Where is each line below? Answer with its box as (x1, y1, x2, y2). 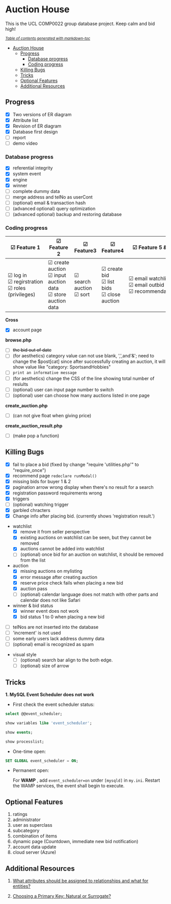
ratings (12, 811, 28, 817)
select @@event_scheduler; (5, 712, 63, 717)
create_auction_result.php (5, 422, 63, 428)
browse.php (5, 337, 32, 343)
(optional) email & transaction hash (12, 200, 86, 206)
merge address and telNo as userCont (12, 193, 93, 200)
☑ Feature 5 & (132, 244, 167, 251)
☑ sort (74, 291, 90, 298)
